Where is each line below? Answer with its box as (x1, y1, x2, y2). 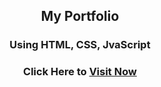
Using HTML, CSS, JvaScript (9, 38, 151, 52)
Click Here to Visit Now (23, 65, 137, 79)
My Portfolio (40, 8, 120, 25)
